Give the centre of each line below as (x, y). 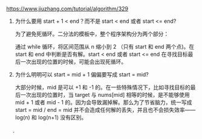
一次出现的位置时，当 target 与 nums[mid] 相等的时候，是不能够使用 (105, 95)
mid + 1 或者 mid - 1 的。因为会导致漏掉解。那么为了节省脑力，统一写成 (103, 102)
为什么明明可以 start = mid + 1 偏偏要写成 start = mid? (82, 74)
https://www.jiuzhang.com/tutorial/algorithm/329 (67, 9)
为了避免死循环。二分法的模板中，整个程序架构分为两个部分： (92, 34)
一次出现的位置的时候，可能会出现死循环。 (73, 62)
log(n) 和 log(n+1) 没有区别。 (51, 117)
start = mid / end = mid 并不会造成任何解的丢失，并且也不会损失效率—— (105, 110)
